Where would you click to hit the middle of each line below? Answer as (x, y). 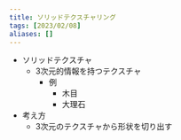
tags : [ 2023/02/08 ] (45, 26)
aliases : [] (31, 34)
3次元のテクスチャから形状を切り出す (104, 127)
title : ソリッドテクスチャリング (63, 17)
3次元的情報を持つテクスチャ (88, 71)
